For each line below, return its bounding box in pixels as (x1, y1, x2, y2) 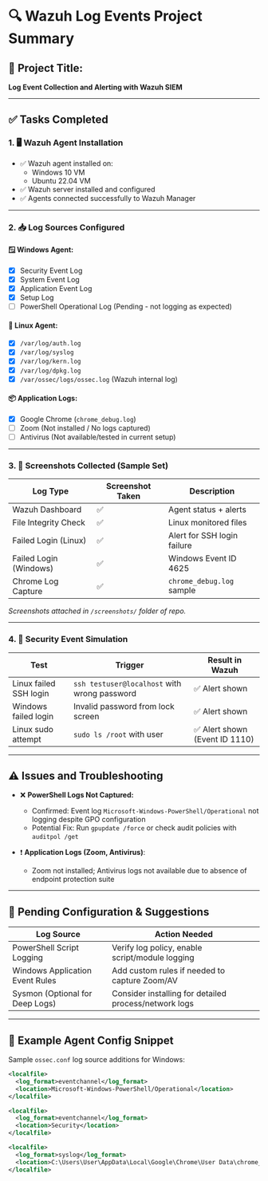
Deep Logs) (12, 998, 57, 1010)
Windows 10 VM (31, 167, 85, 177)
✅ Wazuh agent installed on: (19, 158, 113, 168)
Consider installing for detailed (111, 988, 227, 999)
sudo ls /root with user (73, 728, 164, 739)
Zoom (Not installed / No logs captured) (19, 423, 152, 432)
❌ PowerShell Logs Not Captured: (19, 790, 134, 800)
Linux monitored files (168, 517, 247, 528)
